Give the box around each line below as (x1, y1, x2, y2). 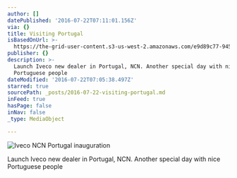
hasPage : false (7, 102, 52, 109)
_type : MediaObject (7, 115, 65, 122)
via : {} (7, 23, 30, 30)
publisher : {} (7, 50, 49, 57)
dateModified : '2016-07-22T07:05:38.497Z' (7, 76, 134, 83)
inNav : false (7, 109, 46, 116)
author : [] (7, 10, 39, 18)
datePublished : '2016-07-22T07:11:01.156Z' (7, 17, 138, 24)
